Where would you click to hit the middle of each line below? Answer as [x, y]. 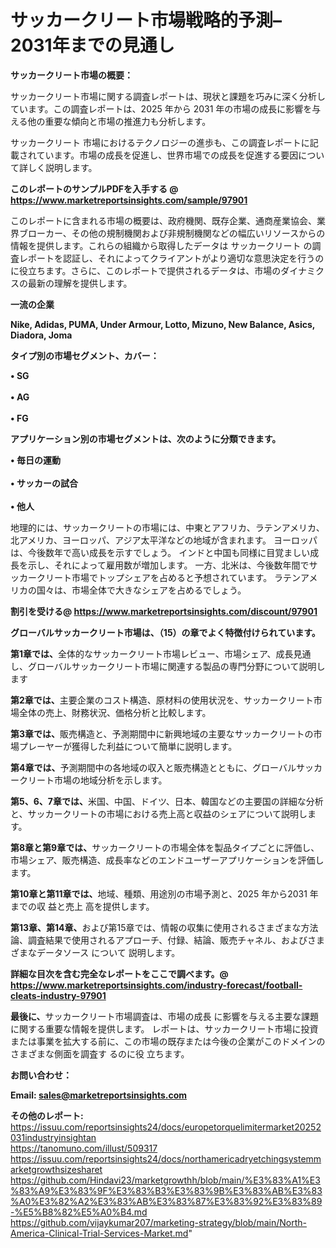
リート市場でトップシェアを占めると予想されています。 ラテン [173, 577]
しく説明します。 [62, 167]
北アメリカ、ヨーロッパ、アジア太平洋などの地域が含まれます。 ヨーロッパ [164, 540]
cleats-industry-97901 [58, 995]
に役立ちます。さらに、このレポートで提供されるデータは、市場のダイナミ [163, 270]
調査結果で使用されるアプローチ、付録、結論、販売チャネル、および [167, 940]
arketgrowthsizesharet [56, 1169]
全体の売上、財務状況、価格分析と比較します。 [115, 712]
